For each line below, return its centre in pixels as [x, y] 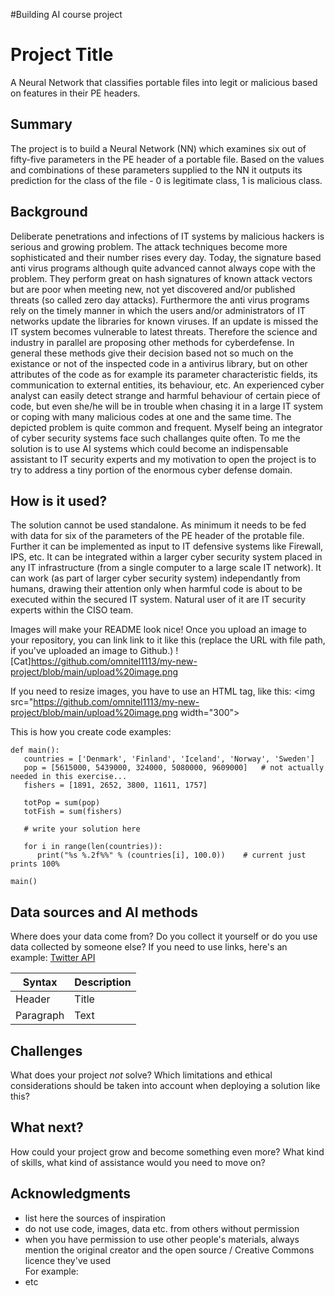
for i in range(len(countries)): [93, 847]
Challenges [46, 1050]
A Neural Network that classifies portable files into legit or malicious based [164, 82]
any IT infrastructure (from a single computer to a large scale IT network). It [166, 568]
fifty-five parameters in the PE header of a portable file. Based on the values [167, 159]
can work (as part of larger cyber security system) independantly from [155, 578]
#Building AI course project [66, 14]
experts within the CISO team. [72, 610]
